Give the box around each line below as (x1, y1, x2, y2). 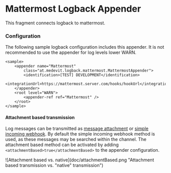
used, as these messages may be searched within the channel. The (5, 136, 147, 143)
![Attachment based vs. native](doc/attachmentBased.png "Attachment (5, 157, 154, 163)
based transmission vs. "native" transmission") (5, 162, 103, 168)
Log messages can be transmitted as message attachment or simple (5, 125, 149, 132)
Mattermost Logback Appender (5, 3, 141, 15)
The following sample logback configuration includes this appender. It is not (5, 44, 164, 50)
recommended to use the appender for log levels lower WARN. (5, 49, 136, 56)
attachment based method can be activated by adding (5, 142, 119, 148)
